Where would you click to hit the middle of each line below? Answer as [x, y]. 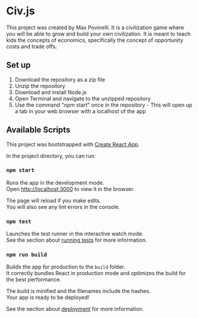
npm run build [27, 255]
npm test [19, 221]
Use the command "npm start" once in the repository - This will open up [103, 105]
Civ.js [21, 11]
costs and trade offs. [32, 46]
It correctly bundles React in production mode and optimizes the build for [96, 273]
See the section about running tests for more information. [77, 240]
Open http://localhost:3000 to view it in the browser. [70, 189]
